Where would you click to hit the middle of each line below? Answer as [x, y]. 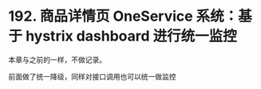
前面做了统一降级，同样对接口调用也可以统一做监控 [92, 76]
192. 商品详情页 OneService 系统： [123, 16]
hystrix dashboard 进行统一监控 [131, 36]
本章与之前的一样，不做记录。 [57, 60]
